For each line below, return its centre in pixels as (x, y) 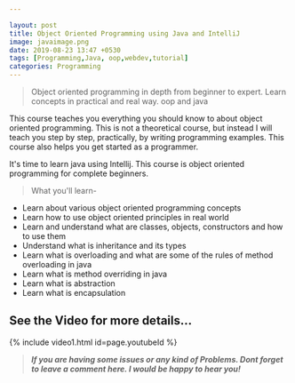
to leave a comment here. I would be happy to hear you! (136, 369)
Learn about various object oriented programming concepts (132, 208)
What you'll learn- (64, 191)
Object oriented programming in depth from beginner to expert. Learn (159, 92)
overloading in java (57, 264)
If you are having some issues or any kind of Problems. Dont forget (157, 359)
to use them (44, 236)
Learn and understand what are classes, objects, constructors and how (152, 227)
